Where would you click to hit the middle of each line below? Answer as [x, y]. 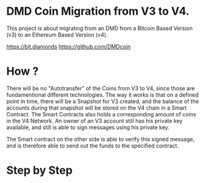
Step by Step [39, 170]
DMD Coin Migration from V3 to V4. [98, 11]
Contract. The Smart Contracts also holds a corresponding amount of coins [101, 114]
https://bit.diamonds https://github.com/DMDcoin [69, 47]
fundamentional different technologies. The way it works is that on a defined [102, 95]
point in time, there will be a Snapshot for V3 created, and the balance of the [102, 101]
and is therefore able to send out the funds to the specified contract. [93, 146]
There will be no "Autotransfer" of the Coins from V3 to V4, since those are [101, 88]
